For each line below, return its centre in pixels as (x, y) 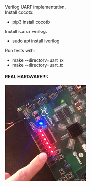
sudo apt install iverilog (36, 41)
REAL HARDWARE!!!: (27, 76)
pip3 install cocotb (31, 22)
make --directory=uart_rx (38, 60)
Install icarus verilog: (26, 31)
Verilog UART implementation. (36, 7)
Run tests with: (20, 50)
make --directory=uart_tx (38, 65)
